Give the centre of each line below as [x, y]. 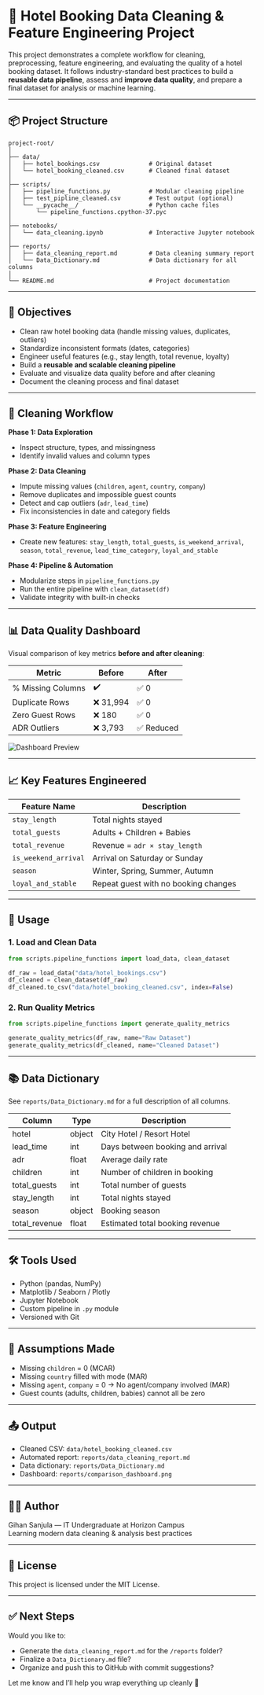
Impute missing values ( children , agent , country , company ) [113, 486]
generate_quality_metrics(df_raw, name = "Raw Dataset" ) [100, 1038]
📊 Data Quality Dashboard [75, 630]
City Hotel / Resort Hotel [146, 1133]
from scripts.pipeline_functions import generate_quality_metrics [119, 1024]
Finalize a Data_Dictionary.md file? [75, 1659]
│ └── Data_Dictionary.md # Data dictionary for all [123, 260]
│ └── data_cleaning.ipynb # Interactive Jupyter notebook [132, 232]
